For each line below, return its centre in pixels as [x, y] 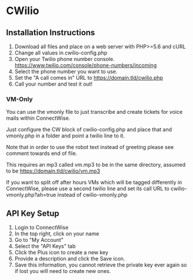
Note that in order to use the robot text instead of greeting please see [90, 147]
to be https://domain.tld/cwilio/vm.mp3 [53, 171]
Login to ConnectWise [41, 228]
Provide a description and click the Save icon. [70, 259]
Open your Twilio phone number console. [65, 59]
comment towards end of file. [42, 153]
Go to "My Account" [39, 240]
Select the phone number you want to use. [66, 71]
